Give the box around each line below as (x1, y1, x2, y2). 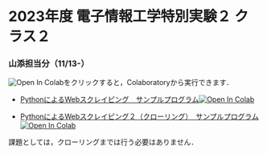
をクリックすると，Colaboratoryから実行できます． (64, 78, 234, 87)
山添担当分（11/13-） (8, 58, 90, 69)
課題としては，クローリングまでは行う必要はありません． (8, 137, 199, 147)
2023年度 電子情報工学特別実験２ (8, 7, 232, 26)
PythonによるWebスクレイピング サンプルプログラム (19, 95, 199, 104)
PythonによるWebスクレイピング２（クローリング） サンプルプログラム (19, 111, 259, 121)
